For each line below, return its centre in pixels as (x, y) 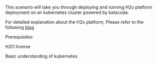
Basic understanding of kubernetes (41, 56)
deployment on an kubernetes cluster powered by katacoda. (67, 12)
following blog (20, 27)
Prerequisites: (19, 37)
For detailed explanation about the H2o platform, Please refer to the (74, 22)
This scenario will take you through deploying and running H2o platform (79, 7)
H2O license (18, 46)
